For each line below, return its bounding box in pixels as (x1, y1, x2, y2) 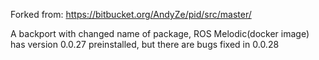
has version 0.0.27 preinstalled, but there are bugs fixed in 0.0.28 (10, 39, 280, 50)
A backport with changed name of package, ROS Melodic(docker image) (10, 28, 310, 39)
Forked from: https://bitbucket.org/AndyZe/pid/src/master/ (10, 9, 252, 20)
